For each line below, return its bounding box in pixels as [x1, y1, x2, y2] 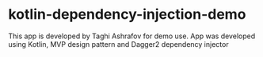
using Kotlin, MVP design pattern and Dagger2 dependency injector [8, 39, 229, 48]
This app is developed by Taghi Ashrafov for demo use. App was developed [8, 31, 256, 41]
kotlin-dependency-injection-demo [8, 5, 246, 23]
